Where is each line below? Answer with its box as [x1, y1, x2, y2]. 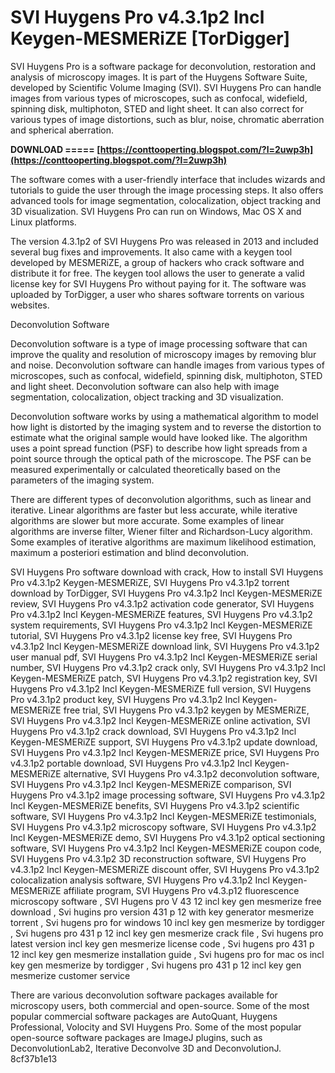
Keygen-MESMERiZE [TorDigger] [10, 27, 291, 50]
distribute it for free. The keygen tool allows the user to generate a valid [10, 267, 305, 279]
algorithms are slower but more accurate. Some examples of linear [10, 514, 285, 526]
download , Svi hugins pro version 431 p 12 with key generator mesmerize [10, 906, 315, 918]
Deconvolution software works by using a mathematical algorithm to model [10, 410, 319, 422]
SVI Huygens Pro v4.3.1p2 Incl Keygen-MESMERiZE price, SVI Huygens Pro [10, 746, 320, 758]
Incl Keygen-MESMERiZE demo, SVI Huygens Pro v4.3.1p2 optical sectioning [10, 831, 326, 843]
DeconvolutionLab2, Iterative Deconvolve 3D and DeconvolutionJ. [10, 1042, 282, 1054]
